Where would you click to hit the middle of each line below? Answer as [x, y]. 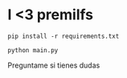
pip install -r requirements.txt [63, 36]
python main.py [33, 50]
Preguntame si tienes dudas [54, 65]
